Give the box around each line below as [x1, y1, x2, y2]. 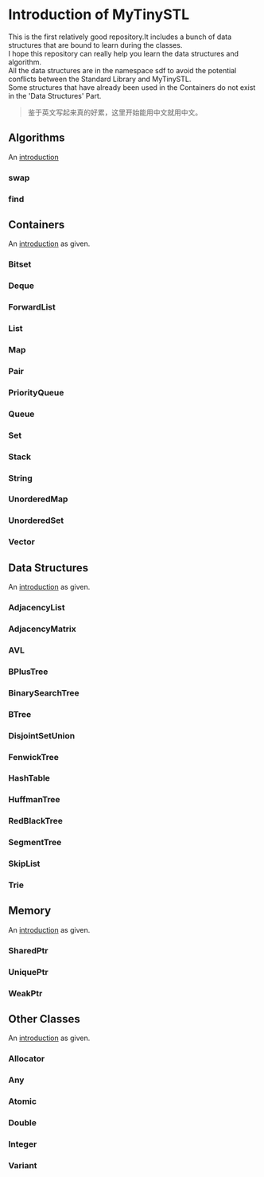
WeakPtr [8, 988, 43, 999]
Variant [8, 1159, 37, 1171]
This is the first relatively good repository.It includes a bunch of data [8, 32, 232, 41]
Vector [8, 536, 36, 548]
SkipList [8, 858, 41, 869]
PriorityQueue [8, 387, 64, 398]
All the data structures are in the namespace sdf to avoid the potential [8, 65, 237, 75]
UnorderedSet [8, 515, 64, 526]
